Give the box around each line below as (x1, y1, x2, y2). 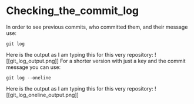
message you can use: (6, 63, 61, 71)
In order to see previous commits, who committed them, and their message (6, 23, 188, 30)
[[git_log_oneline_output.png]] (6, 91, 79, 98)
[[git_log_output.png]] (6, 57, 59, 64)
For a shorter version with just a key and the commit (59, 57, 186, 64)
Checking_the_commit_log (6, 4, 139, 18)
